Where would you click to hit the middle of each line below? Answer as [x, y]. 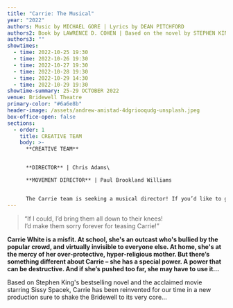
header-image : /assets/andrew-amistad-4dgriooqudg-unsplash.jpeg [103, 110]
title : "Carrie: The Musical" [51, 14]
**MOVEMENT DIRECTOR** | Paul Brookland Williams [98, 180]
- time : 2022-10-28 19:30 [51, 71]
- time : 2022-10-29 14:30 [51, 78]
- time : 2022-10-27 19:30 [51, 65]
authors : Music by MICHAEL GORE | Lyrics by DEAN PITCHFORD [96, 26]
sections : [21, 123]
